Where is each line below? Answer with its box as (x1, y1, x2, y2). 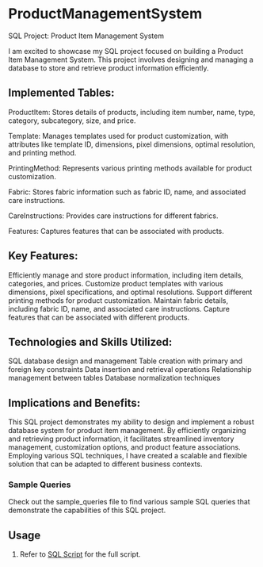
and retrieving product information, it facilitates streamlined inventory (8, 434, 234, 444)
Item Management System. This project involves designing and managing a (8, 55, 253, 64)
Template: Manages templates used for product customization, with (8, 131, 229, 140)
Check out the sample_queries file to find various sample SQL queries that (8, 497, 251, 507)
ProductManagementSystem (8, 5, 203, 23)
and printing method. (8, 147, 77, 157)
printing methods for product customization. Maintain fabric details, (8, 295, 228, 305)
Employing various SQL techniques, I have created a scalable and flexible (8, 451, 248, 461)
